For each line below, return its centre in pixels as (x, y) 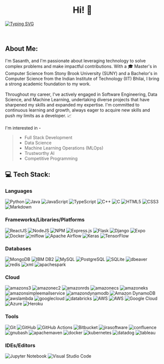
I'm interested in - (23, 128)
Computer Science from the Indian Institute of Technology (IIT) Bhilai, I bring (82, 78)
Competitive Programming (51, 158)
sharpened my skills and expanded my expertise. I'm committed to (72, 105)
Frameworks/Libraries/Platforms (45, 220)
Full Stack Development (48, 137)
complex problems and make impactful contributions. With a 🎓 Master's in (81, 66)
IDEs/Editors (20, 345)
